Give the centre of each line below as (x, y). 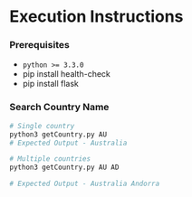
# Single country (42, 126)
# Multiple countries (50, 159)
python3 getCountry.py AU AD (64, 168)
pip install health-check (67, 74)
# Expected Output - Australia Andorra (85, 184)
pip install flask (51, 84)
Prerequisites (39, 45)
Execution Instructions (96, 17)
